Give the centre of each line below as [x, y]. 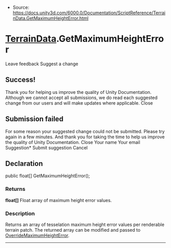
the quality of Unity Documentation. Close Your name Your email [73, 142]
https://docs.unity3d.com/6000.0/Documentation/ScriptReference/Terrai [89, 13]
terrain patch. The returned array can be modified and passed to [73, 230]
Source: [21, 7]
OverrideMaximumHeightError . [37, 235]
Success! [20, 80]
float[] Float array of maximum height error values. [59, 200]
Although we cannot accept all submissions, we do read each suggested [81, 97]
